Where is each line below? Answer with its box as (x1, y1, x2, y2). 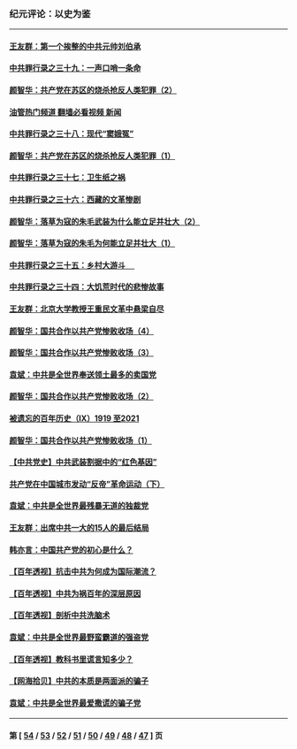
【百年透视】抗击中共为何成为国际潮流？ (9, 566, 156, 577)
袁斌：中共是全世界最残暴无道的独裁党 (9, 501, 148, 511)
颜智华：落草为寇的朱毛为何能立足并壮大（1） (9, 238, 176, 248)
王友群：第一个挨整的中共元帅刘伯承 (9, 41, 141, 51)
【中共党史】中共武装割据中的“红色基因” (9, 457, 157, 468)
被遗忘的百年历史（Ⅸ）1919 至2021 (9, 413, 140, 424)
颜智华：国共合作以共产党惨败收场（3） (9, 348, 155, 358)
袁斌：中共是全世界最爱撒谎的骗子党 (9, 697, 141, 708)
